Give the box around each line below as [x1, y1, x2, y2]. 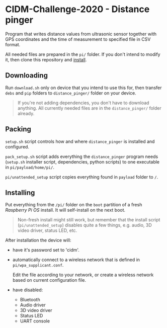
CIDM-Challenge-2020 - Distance [5, 4, 150, 15]
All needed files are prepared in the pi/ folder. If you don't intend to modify [5, 51, 160, 57]
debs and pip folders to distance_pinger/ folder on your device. [5, 90, 137, 96]
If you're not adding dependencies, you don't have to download [17, 100, 149, 106]
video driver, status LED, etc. [17, 227, 77, 233]
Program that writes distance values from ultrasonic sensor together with [5, 31, 157, 37]
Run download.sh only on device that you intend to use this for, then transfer [5, 85, 162, 91]
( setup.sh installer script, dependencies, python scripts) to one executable [5, 158, 160, 165]
